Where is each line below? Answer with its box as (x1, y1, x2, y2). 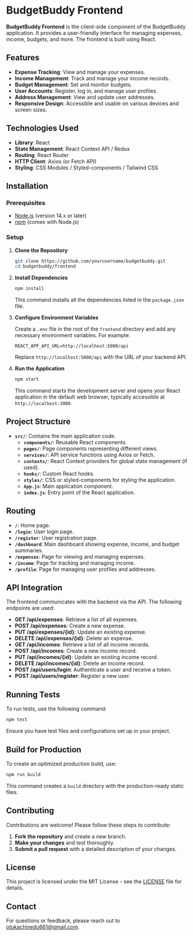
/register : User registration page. (14, 534, 98, 541)
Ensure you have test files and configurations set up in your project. (6, 728, 171, 735)
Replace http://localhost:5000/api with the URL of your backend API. (14, 354, 187, 361)
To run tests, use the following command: (6, 705, 107, 712)
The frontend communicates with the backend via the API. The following (6, 598, 182, 605)
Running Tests (6, 689, 60, 700)
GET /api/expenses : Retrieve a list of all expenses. (14, 616, 139, 623)
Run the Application (14, 365, 65, 372)
